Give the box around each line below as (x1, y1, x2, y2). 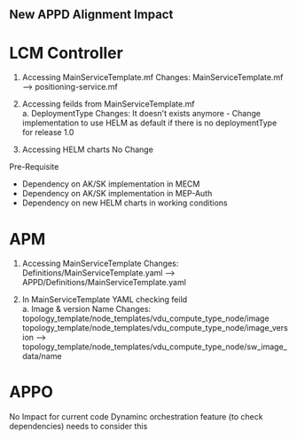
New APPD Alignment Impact (9, 7, 174, 22)
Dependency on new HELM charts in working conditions (21, 197, 228, 208)
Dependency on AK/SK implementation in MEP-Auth (21, 188, 213, 199)
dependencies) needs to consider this (9, 421, 148, 432)
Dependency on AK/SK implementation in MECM (21, 179, 200, 189)
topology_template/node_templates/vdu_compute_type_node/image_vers (21, 323, 288, 333)
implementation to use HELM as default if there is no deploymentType (21, 117, 277, 128)
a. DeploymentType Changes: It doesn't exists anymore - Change (21, 108, 262, 119)
